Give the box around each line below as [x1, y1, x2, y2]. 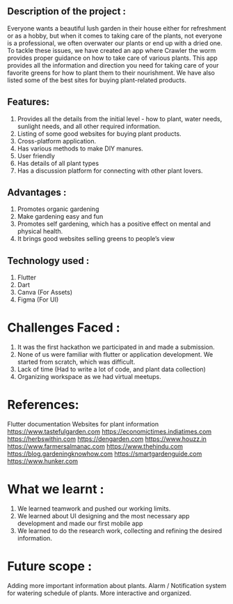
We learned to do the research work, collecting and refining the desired [17, 527, 223, 535]
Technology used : [7, 254, 90, 267]
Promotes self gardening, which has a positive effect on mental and [17, 219, 211, 229]
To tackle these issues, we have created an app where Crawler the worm [7, 46, 216, 54]
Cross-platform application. [17, 137, 97, 145]
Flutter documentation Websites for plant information [7, 420, 159, 428]
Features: [7, 96, 50, 108]
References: [7, 397, 79, 413]
